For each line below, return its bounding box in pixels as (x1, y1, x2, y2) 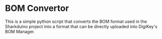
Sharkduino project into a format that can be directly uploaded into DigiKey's (5, 23, 158, 29)
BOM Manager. (5, 29, 35, 34)
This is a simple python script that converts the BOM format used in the (5, 19, 147, 24)
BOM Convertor (5, 3, 69, 14)
